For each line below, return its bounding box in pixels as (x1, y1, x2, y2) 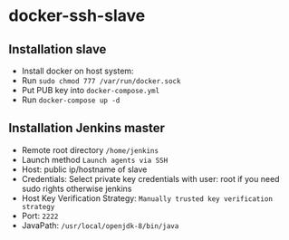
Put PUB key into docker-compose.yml (21, 85, 160, 95)
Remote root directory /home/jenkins (21, 144, 159, 155)
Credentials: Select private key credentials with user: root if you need (21, 173, 280, 184)
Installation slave (8, 42, 107, 57)
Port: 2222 (21, 210, 59, 221)
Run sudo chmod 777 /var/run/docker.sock (21, 75, 181, 86)
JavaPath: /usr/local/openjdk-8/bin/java (21, 219, 179, 231)
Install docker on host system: (21, 65, 134, 76)
